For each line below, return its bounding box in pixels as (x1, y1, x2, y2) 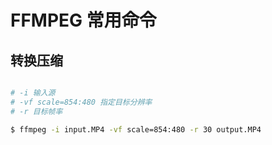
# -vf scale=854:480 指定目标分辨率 (10, 97, 153, 107)
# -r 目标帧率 (10, 106, 63, 116)
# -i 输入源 (10, 88, 56, 98)
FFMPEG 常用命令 (10, 9, 157, 32)
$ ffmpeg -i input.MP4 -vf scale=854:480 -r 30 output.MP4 (10, 124, 262, 135)
